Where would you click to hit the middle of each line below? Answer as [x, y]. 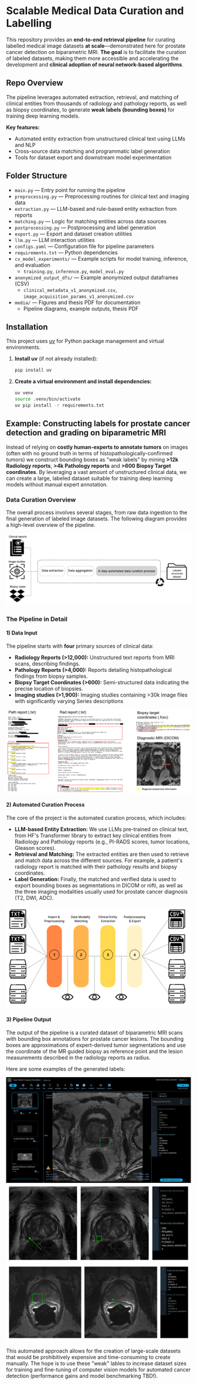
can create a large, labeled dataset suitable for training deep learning [89, 478]
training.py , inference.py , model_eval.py [74, 271]
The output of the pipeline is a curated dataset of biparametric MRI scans [94, 1033]
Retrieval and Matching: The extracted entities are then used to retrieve [102, 854]
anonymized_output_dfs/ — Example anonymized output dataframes [96, 277]
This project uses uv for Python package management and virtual [85, 341]
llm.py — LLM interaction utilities [55, 240]
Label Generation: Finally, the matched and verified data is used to [96, 879]
